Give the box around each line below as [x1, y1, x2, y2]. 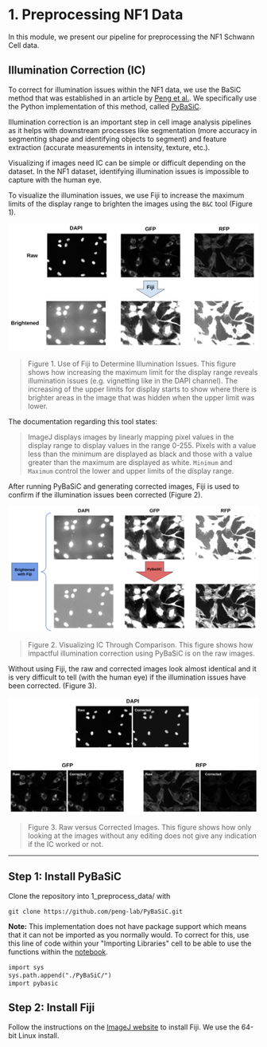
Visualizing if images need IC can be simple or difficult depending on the [8, 158, 246, 167]
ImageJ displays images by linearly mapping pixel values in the [27, 432, 234, 442]
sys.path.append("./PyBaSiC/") [8, 971, 112, 979]
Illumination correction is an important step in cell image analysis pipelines [8, 117, 252, 127]
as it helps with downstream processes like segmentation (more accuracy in [8, 125, 257, 135]
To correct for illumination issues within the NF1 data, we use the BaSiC [8, 85, 242, 94]
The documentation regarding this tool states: [8, 417, 157, 427]
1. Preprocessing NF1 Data [8, 6, 184, 24]
